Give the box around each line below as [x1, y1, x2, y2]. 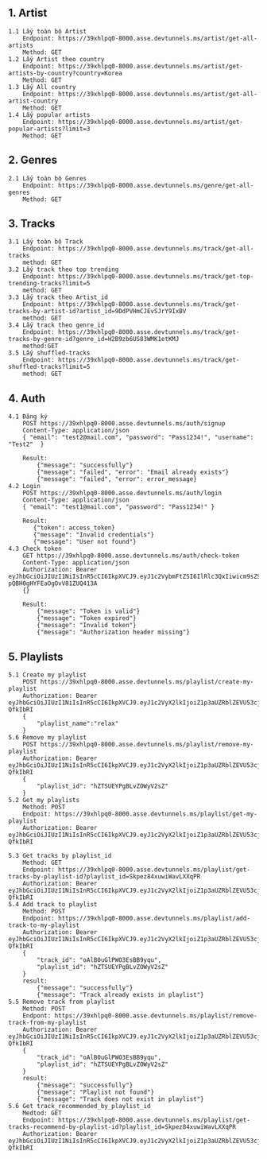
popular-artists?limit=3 [8, 125, 91, 133]
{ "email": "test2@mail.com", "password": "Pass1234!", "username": [22, 433, 254, 442]
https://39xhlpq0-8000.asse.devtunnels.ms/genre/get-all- [58, 181, 254, 189]
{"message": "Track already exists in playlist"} [37, 991, 204, 999]
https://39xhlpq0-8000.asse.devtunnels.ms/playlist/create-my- [40, 678, 254, 686]
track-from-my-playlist [8, 1019, 87, 1027]
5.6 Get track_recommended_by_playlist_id [8, 1103, 151, 1111]
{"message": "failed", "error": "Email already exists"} [37, 468, 229, 476]
